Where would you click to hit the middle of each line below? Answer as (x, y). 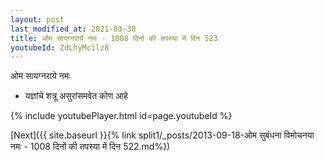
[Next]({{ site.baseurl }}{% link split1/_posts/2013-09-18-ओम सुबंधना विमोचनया (162, 135)
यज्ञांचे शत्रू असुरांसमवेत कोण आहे (76, 96)
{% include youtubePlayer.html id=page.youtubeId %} (121, 116)
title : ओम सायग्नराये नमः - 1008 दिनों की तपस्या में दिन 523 (114, 38)
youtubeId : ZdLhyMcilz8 (60, 47)
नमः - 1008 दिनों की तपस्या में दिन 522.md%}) (90, 147)
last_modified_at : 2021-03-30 (73, 29)
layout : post (37, 19)
